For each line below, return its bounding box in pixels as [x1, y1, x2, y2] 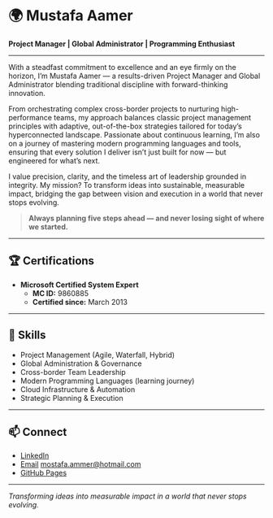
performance [8, 112, 53, 122]
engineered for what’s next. [8, 155, 100, 165]
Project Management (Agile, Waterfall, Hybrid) [19, 350, 175, 359]
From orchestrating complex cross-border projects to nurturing [8, 103, 219, 114]
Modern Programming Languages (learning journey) [19, 376, 195, 385]
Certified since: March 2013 [32, 297, 128, 307]
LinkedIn [19, 451, 50, 460]
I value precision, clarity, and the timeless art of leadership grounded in [8, 172, 247, 181]
